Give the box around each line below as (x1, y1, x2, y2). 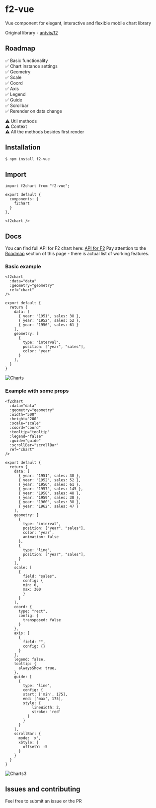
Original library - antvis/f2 (5, 29, 58, 35)
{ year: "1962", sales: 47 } (18, 504, 79, 509)
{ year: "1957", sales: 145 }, (18, 486, 83, 491)
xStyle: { (18, 740, 39, 745)
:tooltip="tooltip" (9, 429, 50, 434)
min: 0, (23, 582, 39, 588)
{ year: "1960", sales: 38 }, (18, 499, 81, 504)
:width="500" (9, 412, 37, 417)
